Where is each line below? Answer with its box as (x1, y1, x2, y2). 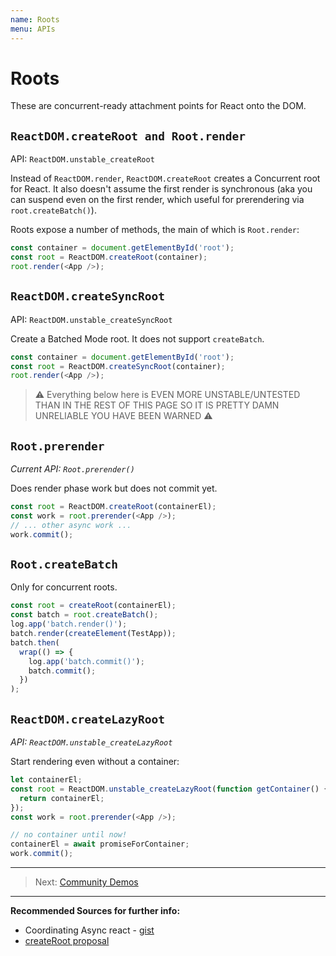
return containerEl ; (19, 793, 105, 803)
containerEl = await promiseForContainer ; (10, 839, 190, 850)
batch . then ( (10, 637, 60, 648)
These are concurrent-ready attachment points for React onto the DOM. (10, 100, 307, 112)
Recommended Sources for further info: (10, 905, 181, 916)
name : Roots (10, 14, 60, 25)
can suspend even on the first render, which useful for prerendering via (10, 194, 305, 206)
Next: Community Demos (34, 876, 139, 888)
